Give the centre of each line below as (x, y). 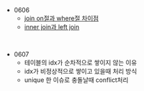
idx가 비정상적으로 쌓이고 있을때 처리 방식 (80, 71)
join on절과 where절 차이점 (61, 18)
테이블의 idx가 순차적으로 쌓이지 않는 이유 (80, 63)
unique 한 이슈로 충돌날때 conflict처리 (76, 80)
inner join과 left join (52, 27)
